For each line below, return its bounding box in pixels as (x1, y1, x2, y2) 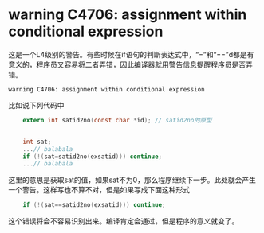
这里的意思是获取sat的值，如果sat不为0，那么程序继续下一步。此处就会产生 (8, 175, 257, 184)
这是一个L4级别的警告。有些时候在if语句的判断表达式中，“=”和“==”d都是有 (8, 49, 254, 59)
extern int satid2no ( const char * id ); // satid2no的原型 (22, 116, 213, 124)
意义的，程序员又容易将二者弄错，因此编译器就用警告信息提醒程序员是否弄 (8, 60, 253, 69)
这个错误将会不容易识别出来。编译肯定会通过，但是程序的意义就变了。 (8, 216, 239, 226)
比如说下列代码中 (8, 100, 65, 110)
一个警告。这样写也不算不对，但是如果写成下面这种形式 (8, 185, 190, 195)
